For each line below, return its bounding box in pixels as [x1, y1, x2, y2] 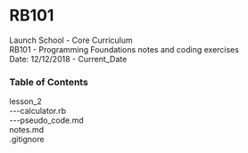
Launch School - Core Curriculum [9, 35, 134, 45]
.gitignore [9, 134, 45, 145]
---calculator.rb [9, 106, 67, 117]
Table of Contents [9, 76, 89, 88]
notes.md [9, 125, 45, 135]
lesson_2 [9, 96, 42, 107]
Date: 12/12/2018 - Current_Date [9, 53, 128, 64]
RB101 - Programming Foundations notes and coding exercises [9, 44, 239, 54]
